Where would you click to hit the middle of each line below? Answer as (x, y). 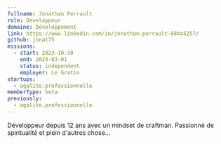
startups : (22, 79)
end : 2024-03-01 (44, 60)
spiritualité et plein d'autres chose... (59, 132)
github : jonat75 (31, 40)
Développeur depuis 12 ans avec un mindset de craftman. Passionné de (110, 125)
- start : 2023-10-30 (43, 53)
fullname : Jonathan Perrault (50, 14)
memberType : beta (33, 92)
